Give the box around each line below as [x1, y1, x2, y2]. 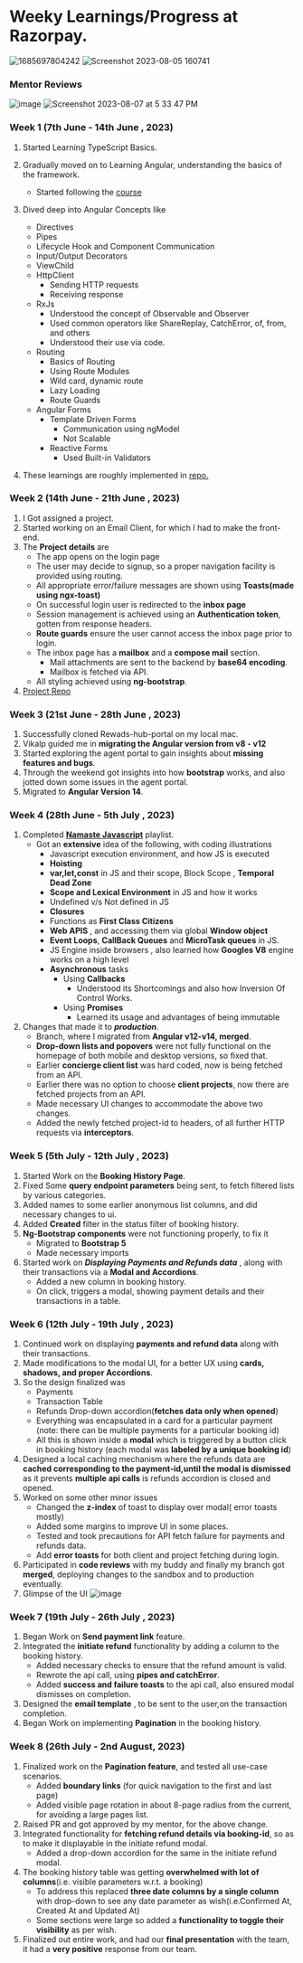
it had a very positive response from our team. [22, 1943, 197, 1954]
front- [259, 522, 281, 533]
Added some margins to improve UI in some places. [35, 1521, 229, 1532]
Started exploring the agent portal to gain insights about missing [22, 748, 264, 759]
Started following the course [35, 186, 142, 197]
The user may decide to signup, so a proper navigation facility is [35, 561, 276, 571]
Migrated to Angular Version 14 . [22, 787, 144, 797]
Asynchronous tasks [49, 964, 129, 975]
